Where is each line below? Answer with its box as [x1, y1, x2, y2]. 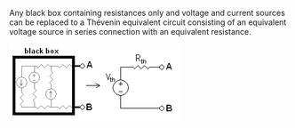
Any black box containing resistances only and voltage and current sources [9, 8, 286, 18]
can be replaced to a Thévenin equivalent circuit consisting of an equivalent [9, 17, 287, 28]
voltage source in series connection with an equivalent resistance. [9, 27, 251, 36]
